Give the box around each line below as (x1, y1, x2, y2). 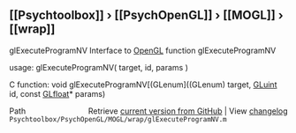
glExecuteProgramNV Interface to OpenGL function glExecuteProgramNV (9, 45, 277, 55)
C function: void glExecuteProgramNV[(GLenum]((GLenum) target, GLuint (9, 79, 277, 90)
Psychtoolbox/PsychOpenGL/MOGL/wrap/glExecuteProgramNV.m (9, 115, 227, 123)
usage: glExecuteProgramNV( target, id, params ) (9, 62, 188, 72)
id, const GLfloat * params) (9, 88, 106, 99)
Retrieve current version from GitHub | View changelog (87, 106, 288, 116)
